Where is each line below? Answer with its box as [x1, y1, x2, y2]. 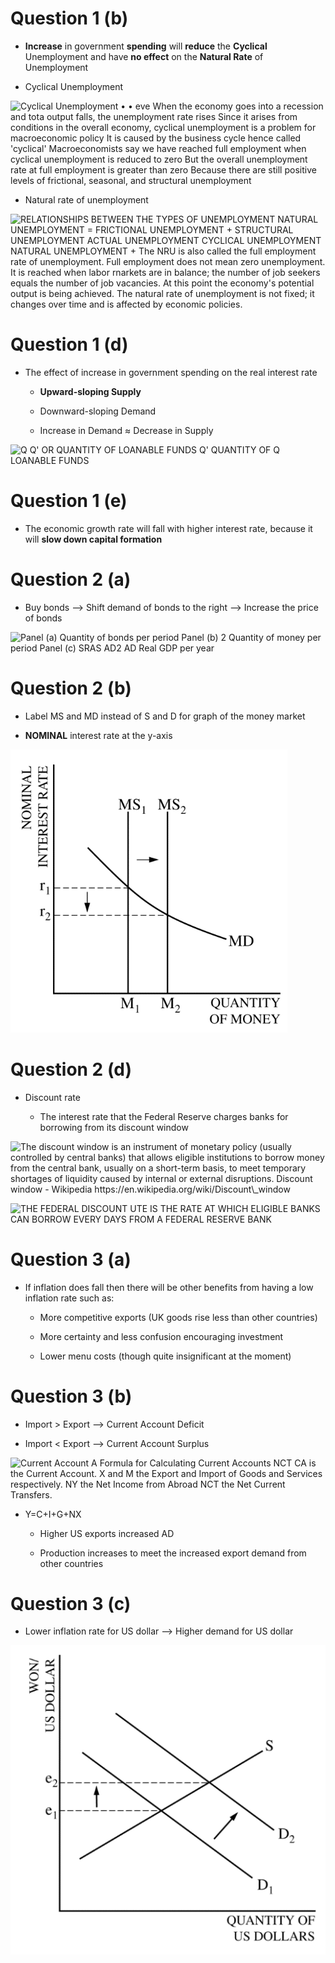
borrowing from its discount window [39, 1121, 189, 1133]
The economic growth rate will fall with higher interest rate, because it [24, 522, 313, 534]
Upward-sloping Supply [39, 385, 142, 397]
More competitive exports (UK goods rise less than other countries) [39, 1311, 318, 1323]
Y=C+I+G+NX [24, 1508, 82, 1520]
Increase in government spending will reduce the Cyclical [24, 40, 268, 52]
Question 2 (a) [10, 568, 132, 591]
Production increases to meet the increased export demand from [39, 1547, 307, 1559]
